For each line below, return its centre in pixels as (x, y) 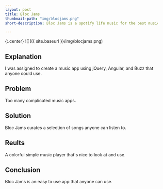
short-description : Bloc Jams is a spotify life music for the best (76, 23)
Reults (15, 143)
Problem (18, 89)
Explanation (24, 57)
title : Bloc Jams (23, 14)
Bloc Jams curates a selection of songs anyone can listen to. (65, 128)
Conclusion (23, 170)
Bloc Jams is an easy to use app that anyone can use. (59, 182)
